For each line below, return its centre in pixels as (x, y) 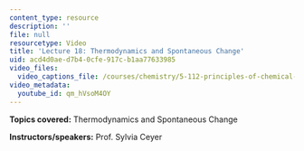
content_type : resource (54, 18)
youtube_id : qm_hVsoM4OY (64, 93)
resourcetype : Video (48, 43)
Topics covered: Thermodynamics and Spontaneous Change (123, 119)
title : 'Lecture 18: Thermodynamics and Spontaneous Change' (127, 52)
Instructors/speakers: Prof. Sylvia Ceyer (86, 137)
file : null (30, 34)
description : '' (40, 26)
